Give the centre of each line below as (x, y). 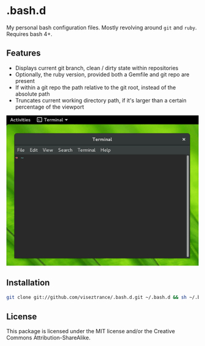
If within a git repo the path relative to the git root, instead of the (95, 87)
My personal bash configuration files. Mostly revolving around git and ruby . (102, 27)
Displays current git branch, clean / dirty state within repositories (97, 68)
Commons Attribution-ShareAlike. (49, 338)
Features (23, 53)
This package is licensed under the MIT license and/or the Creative (91, 331)
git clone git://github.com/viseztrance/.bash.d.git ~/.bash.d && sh (97, 297)
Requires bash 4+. (30, 34)
